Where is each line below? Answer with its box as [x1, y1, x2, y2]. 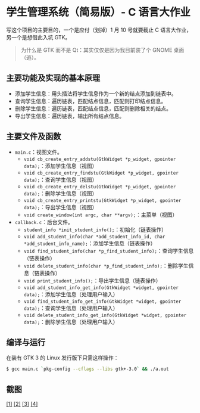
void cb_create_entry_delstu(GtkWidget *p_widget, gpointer [23, 184, 176, 190]
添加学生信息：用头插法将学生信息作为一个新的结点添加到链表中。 [14, 90, 177, 97]
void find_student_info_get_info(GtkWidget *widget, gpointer [23, 299, 182, 305]
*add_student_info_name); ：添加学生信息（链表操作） [23, 240, 156, 247]
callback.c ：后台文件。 [14, 218, 73, 225]
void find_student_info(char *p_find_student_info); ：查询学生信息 [23, 247, 194, 254]
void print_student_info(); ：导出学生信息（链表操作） [23, 277, 161, 284]
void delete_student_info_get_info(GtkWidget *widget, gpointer [23, 312, 187, 318]
